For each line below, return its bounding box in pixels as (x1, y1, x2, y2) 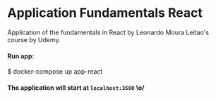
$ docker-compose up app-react (7, 67, 103, 76)
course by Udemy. (7, 35, 61, 44)
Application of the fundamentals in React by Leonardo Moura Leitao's (7, 28, 210, 37)
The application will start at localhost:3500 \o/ (7, 83, 145, 92)
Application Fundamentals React (7, 5, 203, 21)
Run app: (7, 51, 35, 60)
